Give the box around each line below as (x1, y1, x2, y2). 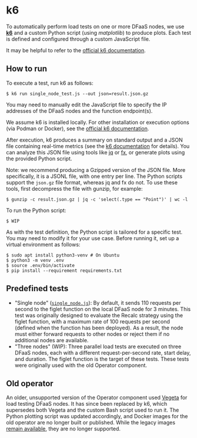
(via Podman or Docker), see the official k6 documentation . (6, 124, 149, 132)
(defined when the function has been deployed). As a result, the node (14, 324, 183, 331)
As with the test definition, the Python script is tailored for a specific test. (6, 228, 183, 235)
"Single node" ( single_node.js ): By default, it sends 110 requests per (14, 299, 181, 306)
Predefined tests (6, 284, 69, 294)
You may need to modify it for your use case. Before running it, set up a (6, 234, 179, 241)
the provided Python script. (6, 155, 72, 162)
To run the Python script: (6, 207, 66, 214)
